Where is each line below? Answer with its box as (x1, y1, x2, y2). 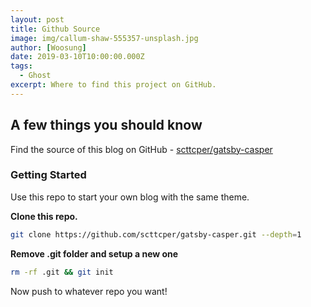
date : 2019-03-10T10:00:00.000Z (10, 52, 145, 62)
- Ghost (19, 71, 52, 81)
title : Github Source (10, 24, 101, 34)
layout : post (10, 14, 65, 25)
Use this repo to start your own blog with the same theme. (10, 191, 250, 203)
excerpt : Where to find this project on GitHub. (10, 80, 217, 90)
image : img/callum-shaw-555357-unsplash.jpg (10, 33, 199, 43)
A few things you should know (10, 117, 203, 134)
